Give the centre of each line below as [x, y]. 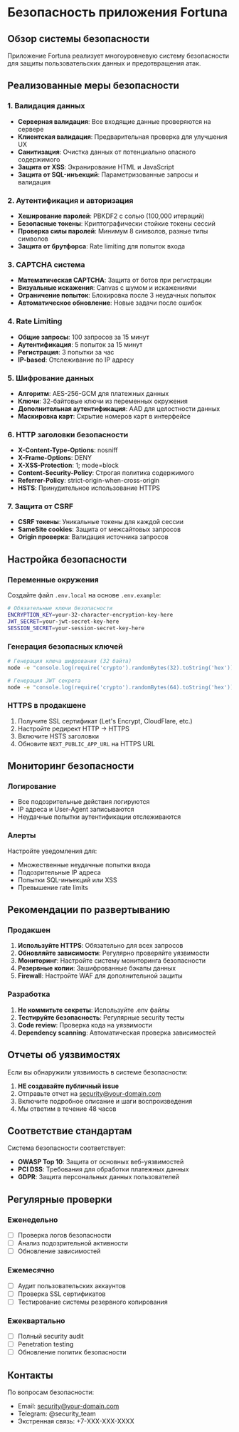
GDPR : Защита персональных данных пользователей [99, 1177]
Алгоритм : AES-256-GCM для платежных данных [93, 393]
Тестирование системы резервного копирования [93, 1302]
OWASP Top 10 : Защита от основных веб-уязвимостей [101, 1162]
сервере [31, 129]
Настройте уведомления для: [52, 851]
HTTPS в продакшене [47, 706]
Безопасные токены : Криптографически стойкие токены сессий [116, 223]
